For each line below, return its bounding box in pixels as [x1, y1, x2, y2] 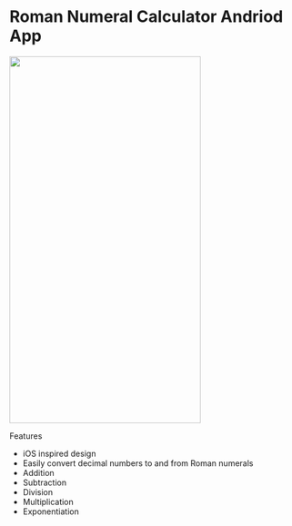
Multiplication [22, 496, 75, 507]
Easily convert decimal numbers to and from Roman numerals [22, 457, 254, 469]
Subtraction [22, 477, 66, 488]
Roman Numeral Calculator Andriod [9, 6, 284, 27]
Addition [22, 467, 55, 478]
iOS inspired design [22, 448, 96, 459]
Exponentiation [22, 506, 79, 517]
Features [9, 430, 43, 442]
